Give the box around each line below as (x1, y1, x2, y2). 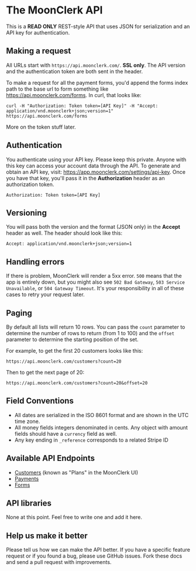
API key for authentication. (6, 29, 70, 36)
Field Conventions (6, 396, 74, 406)
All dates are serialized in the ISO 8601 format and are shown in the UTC (14, 411, 189, 418)
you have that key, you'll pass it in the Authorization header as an (6, 174, 165, 181)
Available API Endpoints (6, 453, 95, 463)
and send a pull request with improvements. (6, 559, 112, 566)
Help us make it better (6, 531, 88, 541)
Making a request (6, 46, 71, 56)
